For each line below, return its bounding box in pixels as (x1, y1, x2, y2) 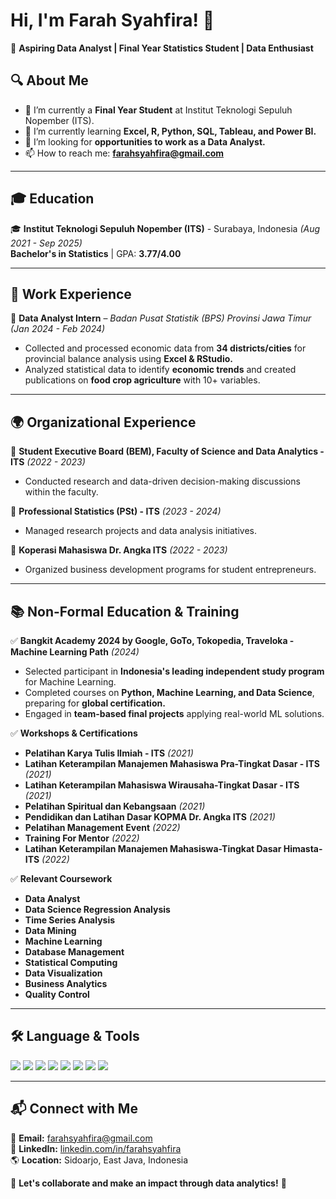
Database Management (24, 946, 125, 958)
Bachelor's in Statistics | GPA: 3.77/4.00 (10, 247, 182, 259)
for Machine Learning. (24, 676, 117, 688)
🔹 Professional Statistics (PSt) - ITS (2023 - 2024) (10, 505, 222, 518)
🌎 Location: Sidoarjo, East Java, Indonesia (10, 1154, 189, 1166)
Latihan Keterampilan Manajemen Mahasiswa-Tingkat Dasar (24, 843, 282, 854)
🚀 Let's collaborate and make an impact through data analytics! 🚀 (10, 1177, 287, 1189)
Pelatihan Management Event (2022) (24, 822, 181, 833)
